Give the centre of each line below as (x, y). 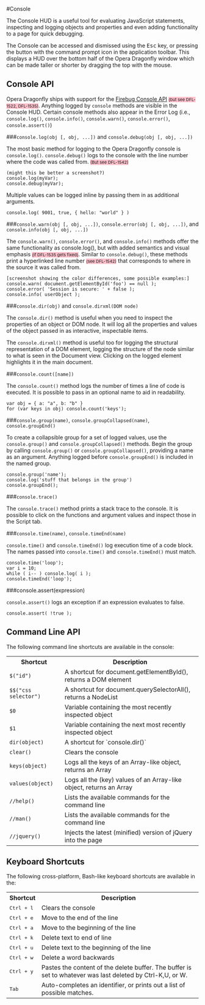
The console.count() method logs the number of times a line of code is (95, 385)
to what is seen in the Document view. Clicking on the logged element (94, 355)
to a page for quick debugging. (45, 34)
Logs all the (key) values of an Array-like (123, 779)
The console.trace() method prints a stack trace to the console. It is (92, 508)
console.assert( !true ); (39, 613)
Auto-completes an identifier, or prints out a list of (113, 985)
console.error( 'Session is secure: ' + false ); (71, 289)
